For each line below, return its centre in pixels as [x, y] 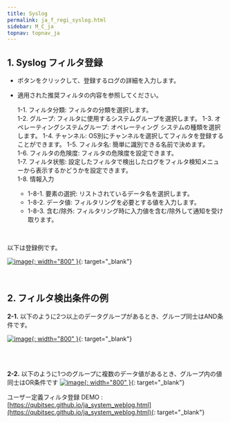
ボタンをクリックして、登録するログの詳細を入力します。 [98, 81]
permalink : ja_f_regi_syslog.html [57, 20]
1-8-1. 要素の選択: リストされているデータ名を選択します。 [110, 194]
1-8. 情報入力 [36, 179]
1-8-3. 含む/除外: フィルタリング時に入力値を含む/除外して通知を [119, 211]
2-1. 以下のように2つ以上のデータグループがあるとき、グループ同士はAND [112, 316]
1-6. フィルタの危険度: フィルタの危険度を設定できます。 [97, 153]
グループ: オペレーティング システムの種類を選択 [152, 127]
